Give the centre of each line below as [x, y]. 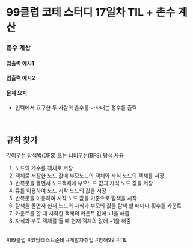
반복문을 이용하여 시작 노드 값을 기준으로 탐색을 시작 [76, 198]
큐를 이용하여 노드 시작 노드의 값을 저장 [61, 191]
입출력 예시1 [20, 63]
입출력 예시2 [21, 78]
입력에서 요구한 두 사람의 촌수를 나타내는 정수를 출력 [76, 107]
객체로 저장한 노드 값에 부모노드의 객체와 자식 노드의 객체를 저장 [89, 176]
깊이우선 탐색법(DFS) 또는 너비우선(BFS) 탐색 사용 [65, 155]
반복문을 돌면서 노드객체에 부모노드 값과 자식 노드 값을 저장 [84, 183]
